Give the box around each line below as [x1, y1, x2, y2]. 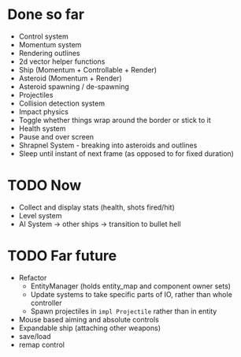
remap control [18, 340, 65, 349]
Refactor [18, 273, 47, 282]
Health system [18, 124, 66, 133]
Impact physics [18, 106, 69, 116]
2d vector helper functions [18, 57, 106, 66]
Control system [18, 32, 69, 41]
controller [30, 298, 62, 307]
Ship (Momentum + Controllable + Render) [18, 65, 158, 74]
